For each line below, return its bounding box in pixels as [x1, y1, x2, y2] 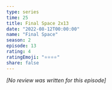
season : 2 [6, 37, 31, 43]
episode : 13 [6, 43, 36, 49]
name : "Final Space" [6, 32, 59, 38]
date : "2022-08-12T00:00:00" [6, 26, 80, 32]
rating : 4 [6, 49, 31, 55]
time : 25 [6, 15, 28, 21]
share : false [6, 60, 39, 66]
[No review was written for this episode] [6, 77, 107, 84]
